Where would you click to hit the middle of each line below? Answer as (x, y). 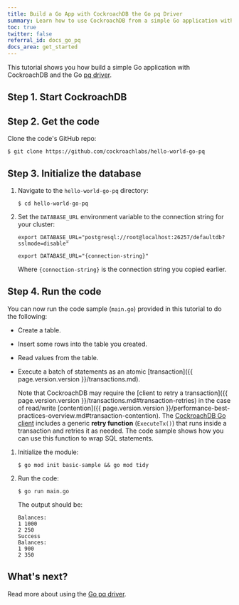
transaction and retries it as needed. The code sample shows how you (121, 431)
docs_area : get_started (43, 47)
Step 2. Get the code (53, 121)
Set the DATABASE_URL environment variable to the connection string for (121, 217)
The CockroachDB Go (194, 415)
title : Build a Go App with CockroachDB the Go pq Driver (95, 14)
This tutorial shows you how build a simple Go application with (99, 67)
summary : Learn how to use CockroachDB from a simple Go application (113, 21)
